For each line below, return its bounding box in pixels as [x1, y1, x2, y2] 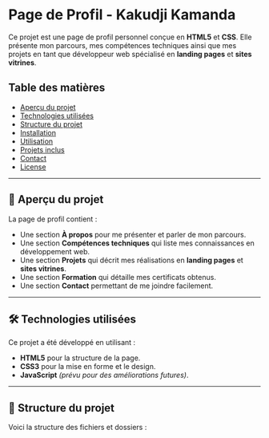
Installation [19, 128, 57, 137]
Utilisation [19, 136, 54, 146]
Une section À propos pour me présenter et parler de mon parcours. [19, 229, 247, 239]
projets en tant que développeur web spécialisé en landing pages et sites [8, 49, 252, 59]
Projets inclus [19, 144, 66, 154]
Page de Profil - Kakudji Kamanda [8, 6, 236, 24]
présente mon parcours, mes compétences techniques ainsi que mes [8, 40, 237, 50]
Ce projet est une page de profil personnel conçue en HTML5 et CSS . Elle [8, 32, 252, 42]
